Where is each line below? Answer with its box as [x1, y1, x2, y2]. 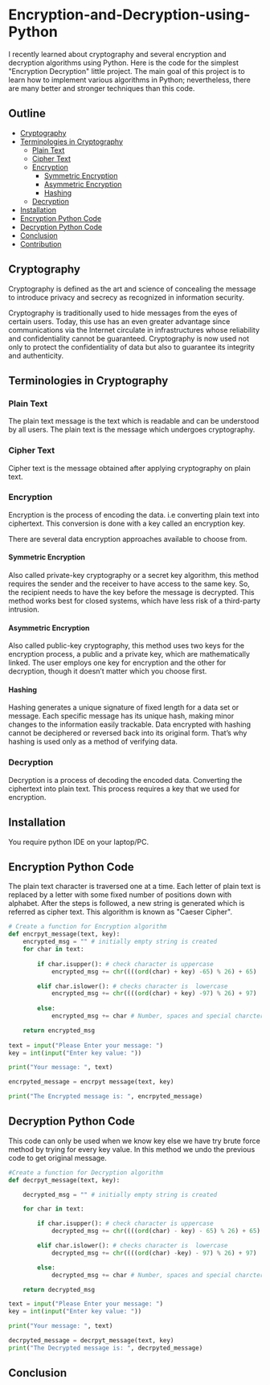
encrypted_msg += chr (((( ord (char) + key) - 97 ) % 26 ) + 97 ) [51, 990, 257, 998]
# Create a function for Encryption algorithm [8, 923, 167, 931]
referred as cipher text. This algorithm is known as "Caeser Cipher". [8, 907, 233, 917]
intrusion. [8, 604, 40, 614]
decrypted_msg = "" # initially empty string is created [22, 1190, 218, 1199]
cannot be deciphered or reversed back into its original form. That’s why [8, 728, 247, 738]
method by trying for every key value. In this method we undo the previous [8, 1144, 256, 1154]
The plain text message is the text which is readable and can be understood [8, 416, 260, 426]
